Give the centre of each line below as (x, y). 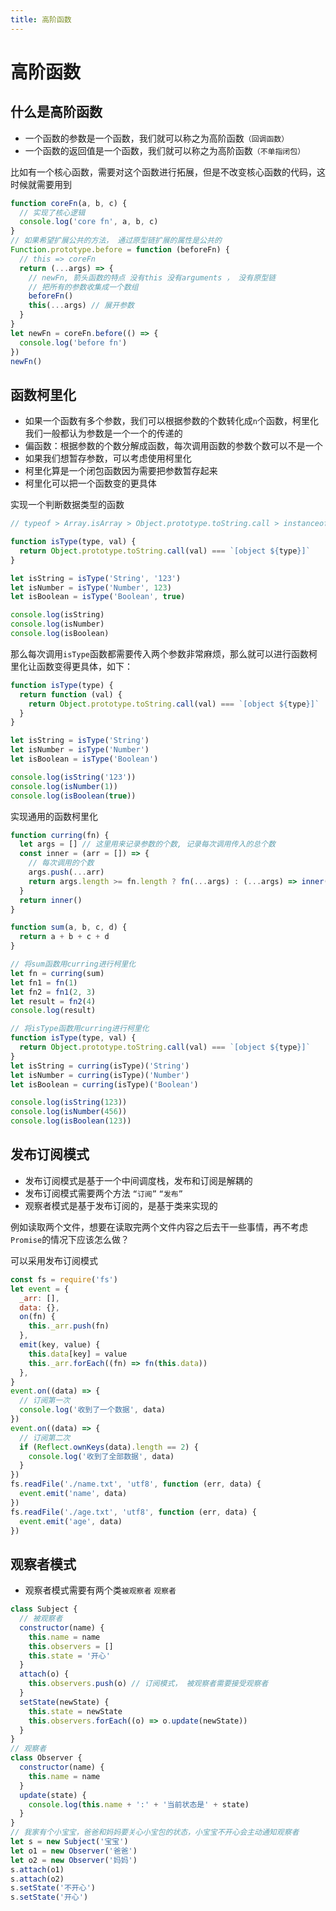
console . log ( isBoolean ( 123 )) (71, 1121)
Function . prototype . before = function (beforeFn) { (120, 250)
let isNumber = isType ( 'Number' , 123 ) (91, 587)
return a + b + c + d (64, 937)
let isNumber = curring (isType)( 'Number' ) (100, 1075)
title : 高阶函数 (41, 19)
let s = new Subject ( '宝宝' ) (69, 1842)
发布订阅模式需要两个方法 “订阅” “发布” (103, 1193)
